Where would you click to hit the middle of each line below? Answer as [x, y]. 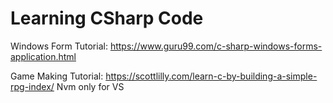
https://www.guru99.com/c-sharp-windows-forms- [216, 46]
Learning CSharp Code [107, 18]
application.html [43, 56]
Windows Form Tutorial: [59, 46]
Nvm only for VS [90, 86]
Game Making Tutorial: [57, 76]
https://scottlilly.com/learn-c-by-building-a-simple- [211, 76]
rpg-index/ [32, 86]
